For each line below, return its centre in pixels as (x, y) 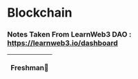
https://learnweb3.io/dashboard (63, 43)
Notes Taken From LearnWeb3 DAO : (69, 35)
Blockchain (40, 13)
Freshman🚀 (30, 68)
